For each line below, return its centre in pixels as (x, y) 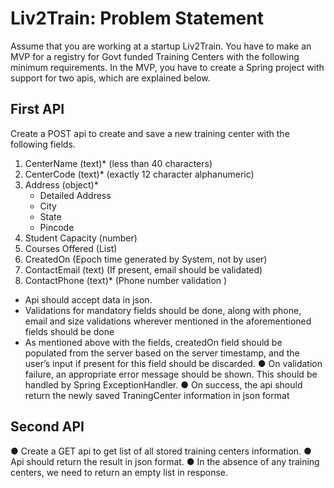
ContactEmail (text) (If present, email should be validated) (143, 269)
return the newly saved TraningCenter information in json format (157, 395)
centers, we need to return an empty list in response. (119, 472)
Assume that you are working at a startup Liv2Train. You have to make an (161, 46)
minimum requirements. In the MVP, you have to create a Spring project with (167, 67)
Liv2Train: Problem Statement (137, 18)
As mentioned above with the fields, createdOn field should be (153, 342)
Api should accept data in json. (88, 299)
